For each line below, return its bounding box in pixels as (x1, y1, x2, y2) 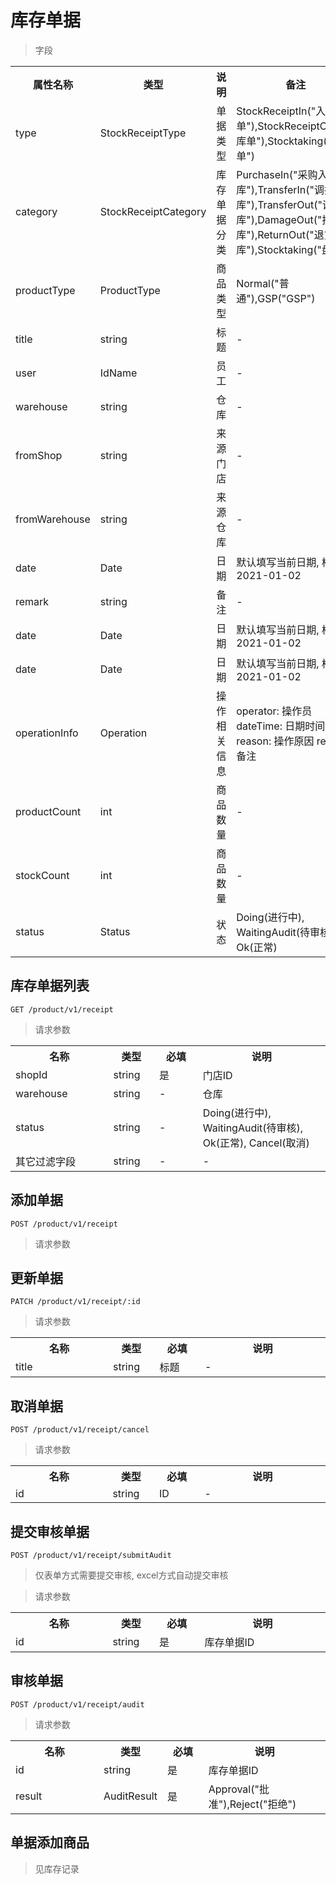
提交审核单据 (10, 1523, 90, 1540)
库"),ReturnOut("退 (236, 227, 325, 241)
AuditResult (103, 1789, 158, 1803)
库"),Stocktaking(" (236, 242, 322, 256)
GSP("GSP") (257, 291, 316, 305)
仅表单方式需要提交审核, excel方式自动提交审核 (34, 1569, 229, 1581)
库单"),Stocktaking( (236, 134, 328, 148)
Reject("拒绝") (229, 1797, 297, 1811)
